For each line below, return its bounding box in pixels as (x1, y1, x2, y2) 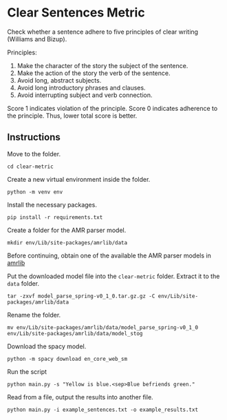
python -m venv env (7, 188, 63, 196)
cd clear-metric (7, 163, 54, 170)
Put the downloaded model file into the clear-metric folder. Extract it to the (7, 272, 220, 280)
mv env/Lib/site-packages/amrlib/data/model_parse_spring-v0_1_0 (7, 324, 198, 331)
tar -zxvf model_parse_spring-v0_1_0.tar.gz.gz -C (7, 293, 155, 300)
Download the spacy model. (7, 342, 87, 350)
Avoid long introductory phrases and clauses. (17, 83, 146, 92)
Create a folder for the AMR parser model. (7, 226, 127, 234)
